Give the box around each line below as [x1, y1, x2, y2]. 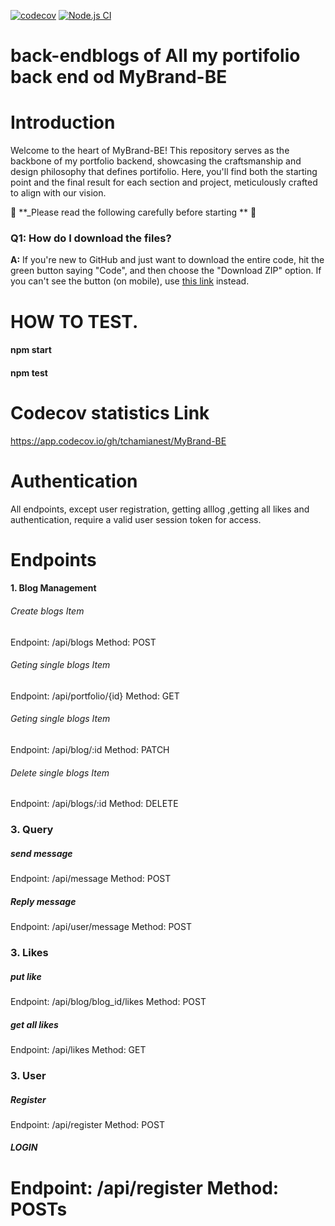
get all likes [10, 1018, 59, 1030]
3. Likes [10, 946, 49, 960]
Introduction [10, 111, 116, 134]
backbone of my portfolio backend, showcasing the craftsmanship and [10, 155, 302, 167]
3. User [10, 1068, 47, 1082]
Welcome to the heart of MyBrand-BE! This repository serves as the [10, 145, 290, 157]
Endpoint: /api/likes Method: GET [10, 1043, 147, 1055]
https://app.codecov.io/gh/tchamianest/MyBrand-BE [10, 435, 227, 447]
